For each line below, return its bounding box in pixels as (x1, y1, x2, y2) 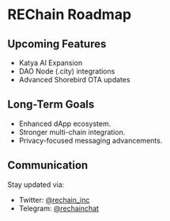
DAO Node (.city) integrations (18, 67, 115, 76)
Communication (7, 158, 89, 172)
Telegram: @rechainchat (18, 204, 100, 213)
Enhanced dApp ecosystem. (18, 119, 111, 128)
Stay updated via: (7, 180, 65, 189)
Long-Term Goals (7, 97, 95, 112)
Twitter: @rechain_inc (18, 195, 90, 204)
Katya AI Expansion (18, 58, 83, 67)
